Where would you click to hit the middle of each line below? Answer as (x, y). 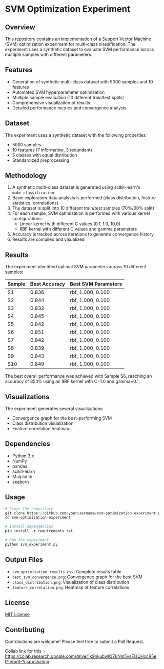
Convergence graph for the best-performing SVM (62, 418)
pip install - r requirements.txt (39, 531)
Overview (20, 27)
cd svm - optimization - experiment (38, 518)
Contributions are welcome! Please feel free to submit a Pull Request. (75, 642)
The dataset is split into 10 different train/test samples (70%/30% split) (83, 208)
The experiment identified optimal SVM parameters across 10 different (76, 267)
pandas (20, 466)
